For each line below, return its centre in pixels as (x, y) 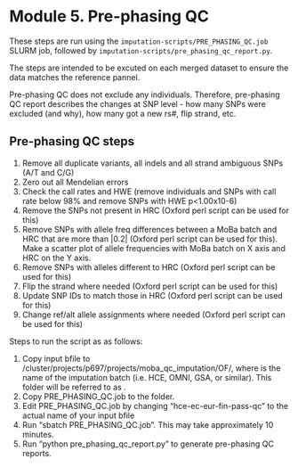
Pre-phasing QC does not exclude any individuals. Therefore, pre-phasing (145, 94)
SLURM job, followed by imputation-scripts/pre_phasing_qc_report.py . (141, 50)
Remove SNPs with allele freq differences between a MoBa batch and (149, 229)
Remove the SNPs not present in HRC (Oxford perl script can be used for (155, 210)
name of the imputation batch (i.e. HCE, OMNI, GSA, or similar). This (147, 377)
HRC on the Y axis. (56, 258)
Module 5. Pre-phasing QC (109, 16)
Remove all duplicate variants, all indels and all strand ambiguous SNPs (153, 163)
